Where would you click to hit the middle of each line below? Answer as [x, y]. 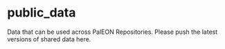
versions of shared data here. [49, 39]
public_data [42, 13]
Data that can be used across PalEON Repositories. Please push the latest [112, 32]
